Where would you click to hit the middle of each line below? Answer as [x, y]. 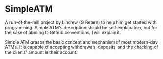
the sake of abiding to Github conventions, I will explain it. [63, 32]
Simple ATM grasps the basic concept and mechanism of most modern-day [81, 42]
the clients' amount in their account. [41, 52]
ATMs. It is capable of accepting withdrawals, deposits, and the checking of [81, 47]
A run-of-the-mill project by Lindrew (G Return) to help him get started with [81, 22]
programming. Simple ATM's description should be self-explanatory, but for [81, 27]
